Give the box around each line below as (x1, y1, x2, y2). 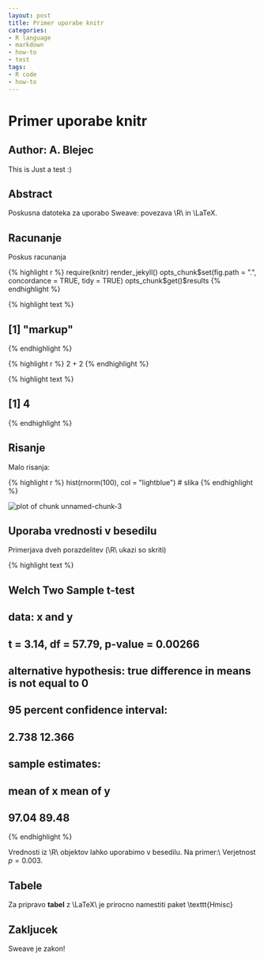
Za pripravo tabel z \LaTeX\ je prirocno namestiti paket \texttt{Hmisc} (8, 900, 233, 910)
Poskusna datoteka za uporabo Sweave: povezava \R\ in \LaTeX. (8, 208, 217, 218)
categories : (8, 26, 47, 34)
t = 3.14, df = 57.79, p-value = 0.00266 (8, 637, 200, 651)
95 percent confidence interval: (8, 704, 168, 717)
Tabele (8, 879, 43, 892)
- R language (8, 33, 51, 42)
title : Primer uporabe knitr (8, 19, 104, 27)
